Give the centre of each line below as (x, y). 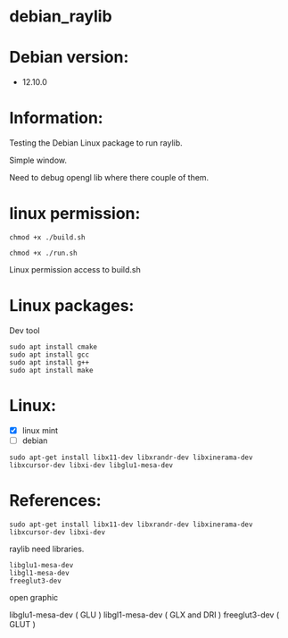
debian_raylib (61, 17)
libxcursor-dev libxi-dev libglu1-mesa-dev (91, 466)
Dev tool (25, 330)
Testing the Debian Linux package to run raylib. (96, 143)
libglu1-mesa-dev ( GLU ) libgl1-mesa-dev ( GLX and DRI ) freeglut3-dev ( (144, 615)
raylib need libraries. (47, 549)
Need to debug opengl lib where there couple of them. (109, 178)
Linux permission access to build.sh (75, 269)
